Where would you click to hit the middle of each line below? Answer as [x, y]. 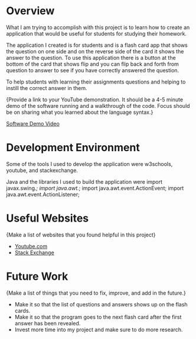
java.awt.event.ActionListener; [43, 194]
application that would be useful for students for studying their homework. [97, 33]
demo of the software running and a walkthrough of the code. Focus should [98, 105]
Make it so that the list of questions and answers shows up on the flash [101, 304]
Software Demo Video [33, 123]
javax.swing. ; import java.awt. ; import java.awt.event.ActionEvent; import [95, 188]
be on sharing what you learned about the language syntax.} [80, 112]
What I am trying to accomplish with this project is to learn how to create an [98, 27]
